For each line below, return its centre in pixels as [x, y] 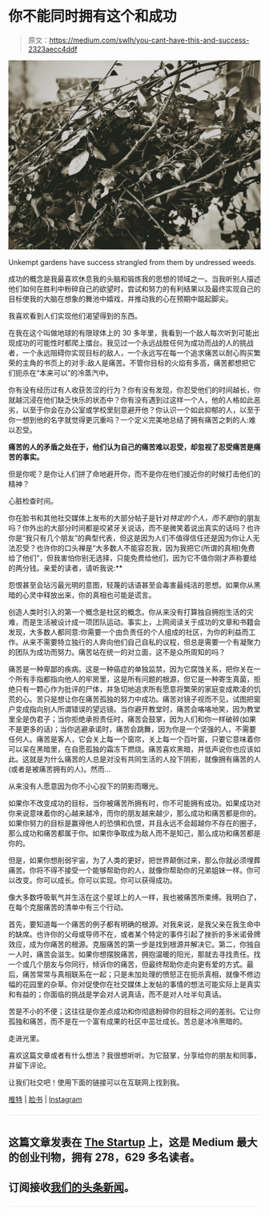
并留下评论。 [29, 1065]
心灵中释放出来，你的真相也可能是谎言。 [89, 595]
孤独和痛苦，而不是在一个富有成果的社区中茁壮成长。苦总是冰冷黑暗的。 [127, 1021]
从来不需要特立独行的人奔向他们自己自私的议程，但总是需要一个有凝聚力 [141, 642]
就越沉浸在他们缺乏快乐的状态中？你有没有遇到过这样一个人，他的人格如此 [131, 399]
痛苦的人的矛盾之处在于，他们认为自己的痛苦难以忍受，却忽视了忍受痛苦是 [131, 447]
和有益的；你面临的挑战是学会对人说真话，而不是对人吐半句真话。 [117, 994]
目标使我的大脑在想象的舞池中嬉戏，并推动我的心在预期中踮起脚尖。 [120, 299]
